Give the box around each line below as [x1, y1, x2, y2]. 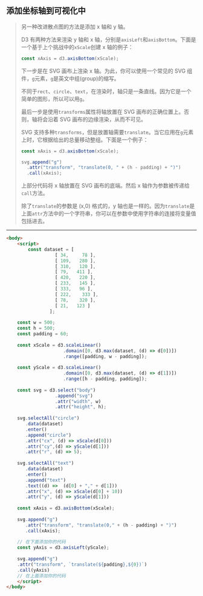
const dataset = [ [28, 246, 74, 252]
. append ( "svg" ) [54, 393, 94, 399]
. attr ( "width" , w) [54, 398, 101, 404]
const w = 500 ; [17, 319, 56, 326]
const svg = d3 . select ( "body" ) [17, 387, 96, 393]
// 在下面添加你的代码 [17, 539, 66, 545]
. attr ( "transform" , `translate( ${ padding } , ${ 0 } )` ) [17, 562, 147, 568]
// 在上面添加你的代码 [17, 572, 66, 579]
